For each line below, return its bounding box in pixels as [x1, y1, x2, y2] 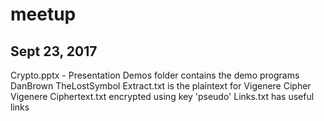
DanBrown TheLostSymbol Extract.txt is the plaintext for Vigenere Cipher [10, 80, 312, 92]
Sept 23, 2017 [10, 43, 98, 60]
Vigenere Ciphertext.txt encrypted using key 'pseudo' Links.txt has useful [10, 91, 315, 102]
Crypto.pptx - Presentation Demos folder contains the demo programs [10, 69, 300, 81]
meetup [10, 3, 77, 26]
